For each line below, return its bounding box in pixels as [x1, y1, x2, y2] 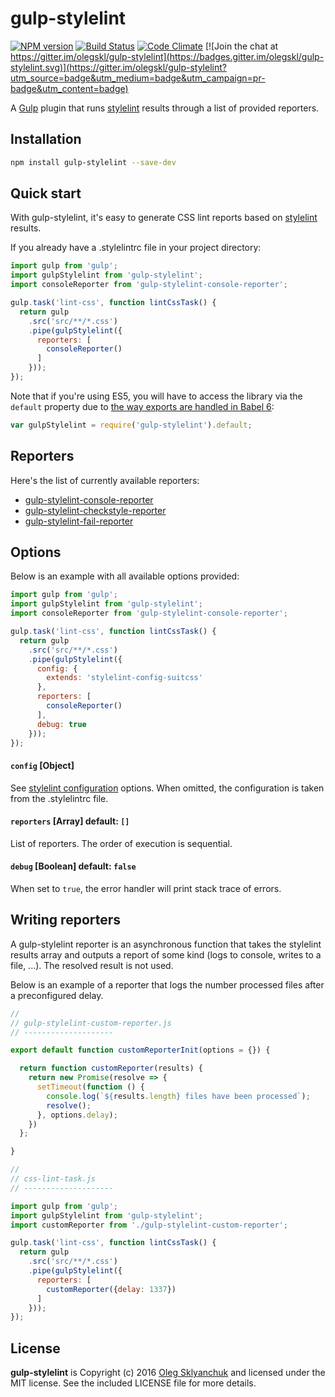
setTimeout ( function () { [36, 1082, 145, 1092]
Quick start [10, 185, 82, 202]
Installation [10, 131, 82, 148]
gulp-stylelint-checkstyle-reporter [24, 504, 167, 516]
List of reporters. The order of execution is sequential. [10, 837, 233, 849]
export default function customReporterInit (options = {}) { [10, 1045, 271, 1056]
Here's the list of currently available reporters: [10, 474, 200, 486]
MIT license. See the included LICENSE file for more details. [10, 1377, 257, 1389]
